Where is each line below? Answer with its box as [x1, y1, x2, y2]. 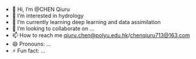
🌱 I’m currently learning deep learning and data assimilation [12, 19, 161, 25]
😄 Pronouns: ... [12, 40, 52, 48]
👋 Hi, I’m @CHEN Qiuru [12, 6, 70, 13]
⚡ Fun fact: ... [12, 47, 46, 54]
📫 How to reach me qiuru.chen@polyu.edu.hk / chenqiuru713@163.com [12, 32, 190, 39]
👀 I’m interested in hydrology [12, 12, 84, 19]
